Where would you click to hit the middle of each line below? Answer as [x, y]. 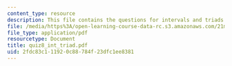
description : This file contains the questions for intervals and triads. [117, 20]
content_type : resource [41, 13]
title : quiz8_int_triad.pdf [48, 45]
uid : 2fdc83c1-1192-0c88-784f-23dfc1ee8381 [71, 52]
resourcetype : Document [41, 39]
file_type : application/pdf [48, 33]
